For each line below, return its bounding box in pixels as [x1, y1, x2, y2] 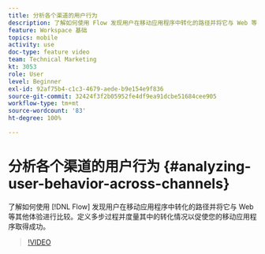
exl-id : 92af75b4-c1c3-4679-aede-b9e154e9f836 [8, 84, 164, 93]
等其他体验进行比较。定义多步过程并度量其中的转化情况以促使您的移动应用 [8, 211, 250, 221]
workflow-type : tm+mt [8, 99, 80, 107]
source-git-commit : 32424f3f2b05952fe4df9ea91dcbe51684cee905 [8, 92, 217, 100]
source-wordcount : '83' [8, 107, 87, 115]
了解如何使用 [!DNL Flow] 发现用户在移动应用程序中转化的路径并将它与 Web [8, 202, 254, 211]
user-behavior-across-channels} [8, 175, 230, 193]
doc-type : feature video [8, 48, 90, 56]
